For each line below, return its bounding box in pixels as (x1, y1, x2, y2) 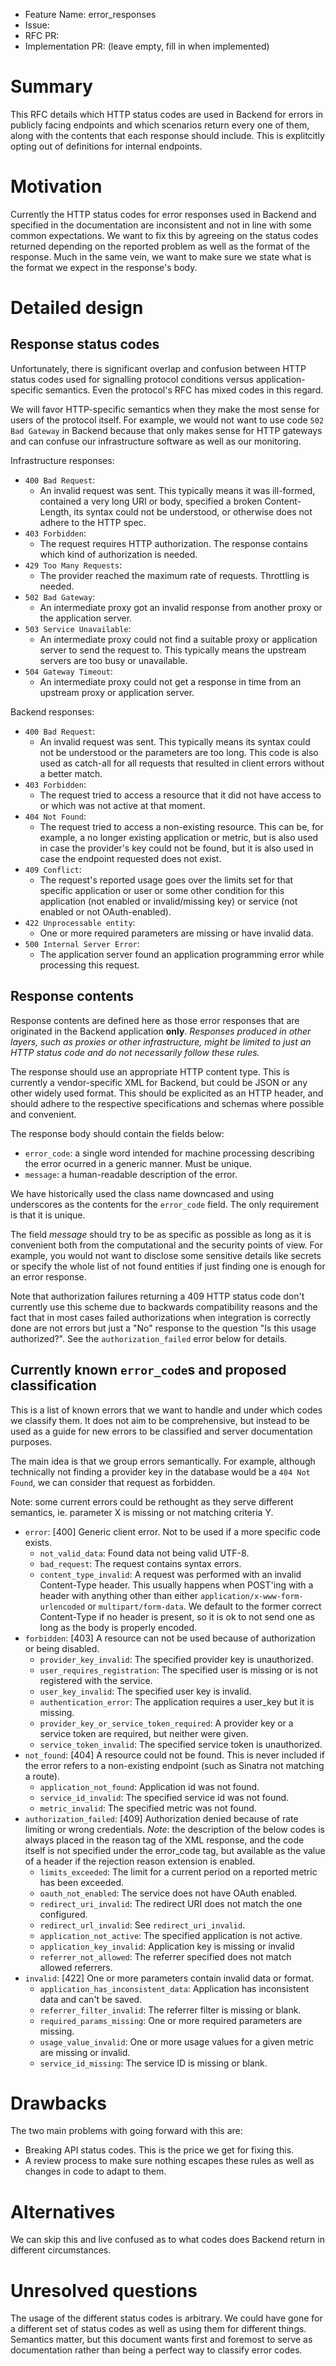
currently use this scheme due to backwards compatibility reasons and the (10, 1300, 318, 1313)
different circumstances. (10, 2244, 112, 2256)
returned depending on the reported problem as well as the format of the (10, 240, 310, 252)
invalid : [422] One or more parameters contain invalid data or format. (24, 1972, 315, 1984)
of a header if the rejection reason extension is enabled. (24, 1855, 256, 1867)
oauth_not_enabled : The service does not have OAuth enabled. (39, 1887, 298, 1899)
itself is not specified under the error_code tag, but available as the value (24, 1844, 326, 1856)
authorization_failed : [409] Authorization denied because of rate (24, 1812, 299, 1824)
